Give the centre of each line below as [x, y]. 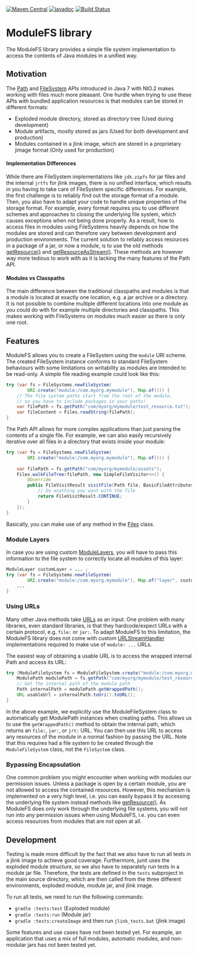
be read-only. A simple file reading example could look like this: [83, 374]
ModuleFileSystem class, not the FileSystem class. [66, 749]
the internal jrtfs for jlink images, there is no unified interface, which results [99, 182]
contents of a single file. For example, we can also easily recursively [89, 435]
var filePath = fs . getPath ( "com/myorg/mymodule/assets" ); [89, 469]
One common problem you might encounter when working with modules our [99, 777]
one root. [17, 322]
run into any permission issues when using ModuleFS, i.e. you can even [93, 815]
